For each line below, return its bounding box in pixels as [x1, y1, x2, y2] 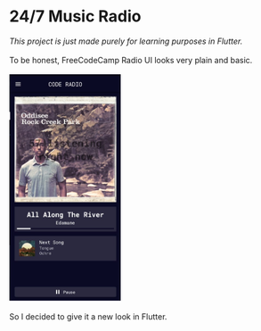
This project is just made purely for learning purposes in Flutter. [9, 36, 243, 46]
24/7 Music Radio [9, 6, 142, 27]
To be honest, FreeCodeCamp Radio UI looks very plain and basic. [9, 54, 253, 65]
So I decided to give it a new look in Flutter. [9, 310, 167, 322]
